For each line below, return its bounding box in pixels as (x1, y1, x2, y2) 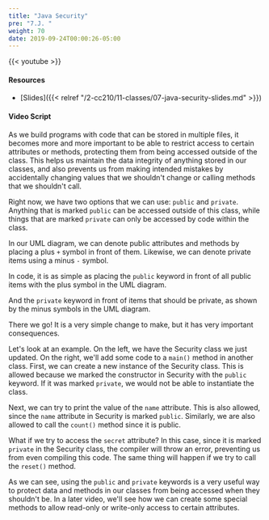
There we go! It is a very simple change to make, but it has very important (8, 319, 254, 329)
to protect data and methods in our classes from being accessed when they (8, 485, 260, 495)
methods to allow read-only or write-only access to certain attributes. (8, 502, 240, 512)
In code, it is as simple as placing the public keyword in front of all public (8, 271, 252, 281)
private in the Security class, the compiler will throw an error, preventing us (8, 444, 261, 454)
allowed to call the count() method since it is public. (8, 420, 182, 429)
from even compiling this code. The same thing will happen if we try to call (8, 452, 257, 462)
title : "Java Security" (8, 11, 89, 20)
